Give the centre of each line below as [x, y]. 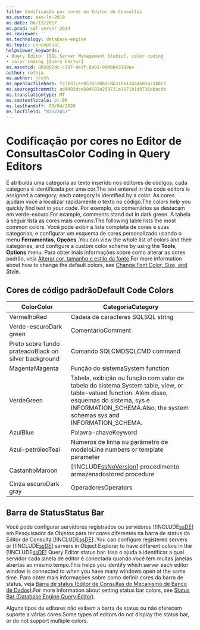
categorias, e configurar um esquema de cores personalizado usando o [94, 234]
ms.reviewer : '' [26, 34]
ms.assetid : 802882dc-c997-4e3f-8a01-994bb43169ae [70, 67]
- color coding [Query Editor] [45, 61]
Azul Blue [22, 433]
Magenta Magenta [34, 368]
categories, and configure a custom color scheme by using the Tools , [91, 246]
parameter [85, 457]
